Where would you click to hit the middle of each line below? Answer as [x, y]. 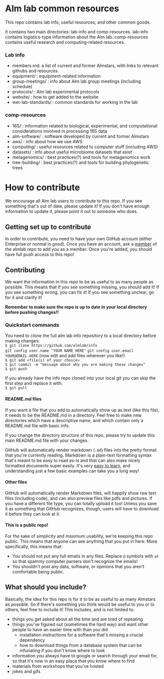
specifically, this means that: [34, 546]
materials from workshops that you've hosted [58, 666]
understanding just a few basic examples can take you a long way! [72, 471]
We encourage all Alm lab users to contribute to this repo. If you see [74, 201]
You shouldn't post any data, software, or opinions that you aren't [78, 567]
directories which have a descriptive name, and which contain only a [74, 420]
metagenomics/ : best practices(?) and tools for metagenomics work [81, 157]
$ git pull [16, 388]
